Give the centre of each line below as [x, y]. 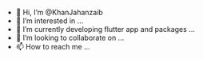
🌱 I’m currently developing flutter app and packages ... [105, 29]
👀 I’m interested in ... [50, 21]
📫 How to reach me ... [53, 47]
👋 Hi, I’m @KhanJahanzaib [60, 12]
